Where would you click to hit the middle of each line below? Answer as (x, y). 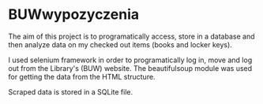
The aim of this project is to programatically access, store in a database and (131, 36)
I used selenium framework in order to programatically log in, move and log (130, 60)
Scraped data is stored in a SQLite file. (70, 91)
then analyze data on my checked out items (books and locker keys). (120, 44)
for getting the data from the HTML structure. (82, 76)
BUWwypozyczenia (74, 15)
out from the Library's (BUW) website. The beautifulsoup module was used (130, 68)
